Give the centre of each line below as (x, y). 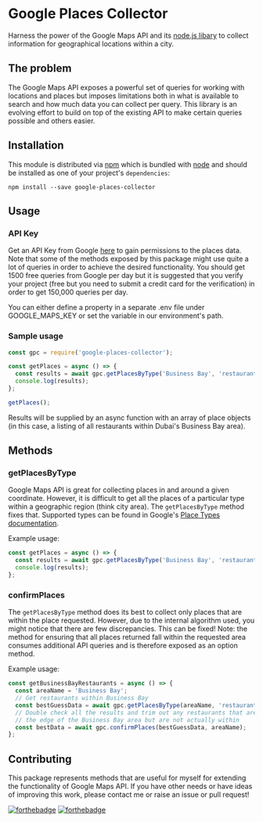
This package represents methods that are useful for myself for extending (127, 778)
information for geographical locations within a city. (91, 43)
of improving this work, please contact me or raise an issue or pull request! (129, 795)
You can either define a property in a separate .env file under (106, 308)
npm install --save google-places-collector (82, 187)
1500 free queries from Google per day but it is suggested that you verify (126, 276)
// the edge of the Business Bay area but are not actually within (128, 720)
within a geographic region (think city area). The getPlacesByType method (126, 506)
